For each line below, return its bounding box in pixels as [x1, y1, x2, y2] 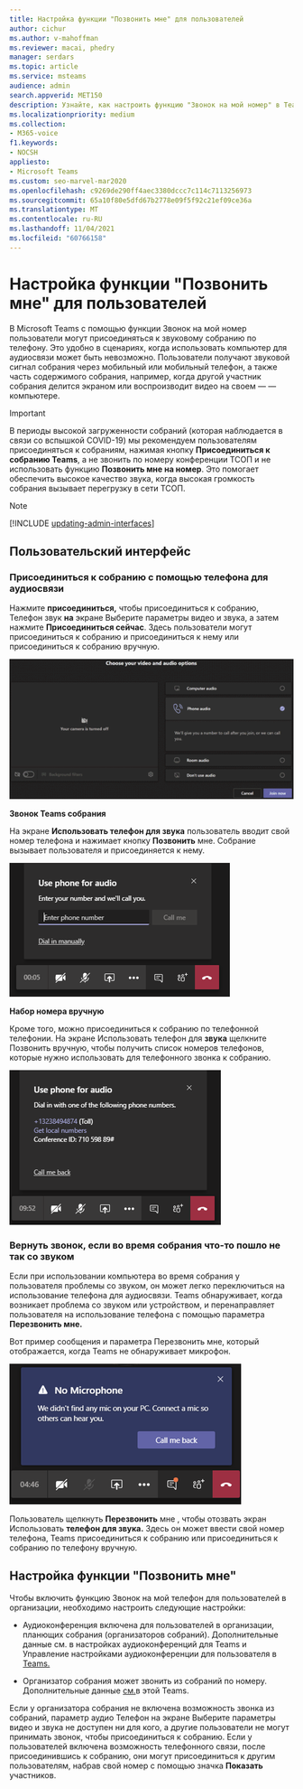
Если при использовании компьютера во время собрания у [9, 1270, 241, 1282]
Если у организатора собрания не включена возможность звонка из [9, 1702, 275, 1713]
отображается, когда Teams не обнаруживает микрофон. [9, 1346, 232, 1357]
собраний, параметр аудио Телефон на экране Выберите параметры [9, 1712, 277, 1723]
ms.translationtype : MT [9, 205, 99, 214]
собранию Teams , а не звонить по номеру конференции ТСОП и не [9, 454, 271, 464]
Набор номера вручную [9, 1006, 105, 1016]
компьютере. [9, 389, 60, 401]
